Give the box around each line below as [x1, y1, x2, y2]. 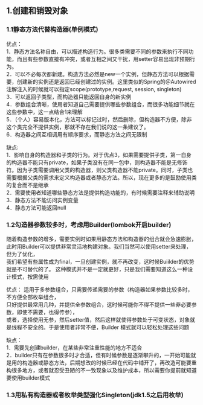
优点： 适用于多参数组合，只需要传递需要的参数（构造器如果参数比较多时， [6, 285, 193, 293]
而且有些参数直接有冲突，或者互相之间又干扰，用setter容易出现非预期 [16, 55, 190, 62]
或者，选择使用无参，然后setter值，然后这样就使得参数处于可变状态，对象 [6, 316, 190, 323]
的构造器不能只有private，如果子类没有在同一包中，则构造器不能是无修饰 [6, 159, 188, 166]
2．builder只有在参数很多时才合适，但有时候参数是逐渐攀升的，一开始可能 [6, 351, 192, 359]
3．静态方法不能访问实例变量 [6, 196, 79, 203]
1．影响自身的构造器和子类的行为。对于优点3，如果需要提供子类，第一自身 [6, 151, 192, 158]
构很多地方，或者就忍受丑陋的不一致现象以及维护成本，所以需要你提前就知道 [6, 366, 197, 374]
